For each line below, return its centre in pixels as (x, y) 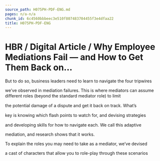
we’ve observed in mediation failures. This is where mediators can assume (80, 91)
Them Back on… (39, 68)
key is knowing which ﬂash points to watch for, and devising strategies (76, 115)
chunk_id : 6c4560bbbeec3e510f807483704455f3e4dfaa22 (59, 18)
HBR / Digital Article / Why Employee (80, 47)
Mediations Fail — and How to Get (74, 57)
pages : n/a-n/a (20, 14)
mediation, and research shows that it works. (50, 134)
